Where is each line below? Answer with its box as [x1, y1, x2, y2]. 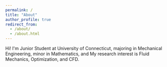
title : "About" [5, 12, 38, 17]
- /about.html [10, 31, 40, 36]
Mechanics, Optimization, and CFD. [5, 56, 79, 62]
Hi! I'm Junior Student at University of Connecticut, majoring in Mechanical [5, 46, 162, 51]
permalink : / [5, 7, 33, 13]
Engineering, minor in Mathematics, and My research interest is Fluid [5, 51, 150, 57]
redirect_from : [5, 21, 38, 27]
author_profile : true [5, 17, 51, 22]
